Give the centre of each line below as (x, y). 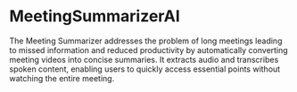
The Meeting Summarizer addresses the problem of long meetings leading (146, 41)
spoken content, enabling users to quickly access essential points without (145, 69)
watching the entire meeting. (62, 78)
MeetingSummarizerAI (95, 16)
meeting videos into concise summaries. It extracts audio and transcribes (144, 59)
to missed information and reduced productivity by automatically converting (148, 50)
